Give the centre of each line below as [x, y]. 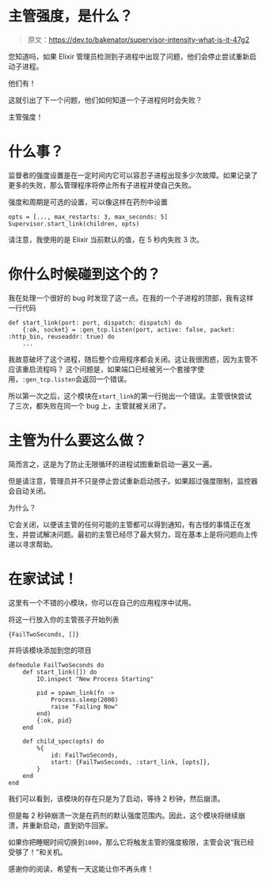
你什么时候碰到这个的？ [85, 275]
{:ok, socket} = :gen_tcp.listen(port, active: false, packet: [129, 329]
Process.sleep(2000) [84, 700]
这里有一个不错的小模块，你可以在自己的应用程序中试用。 [102, 602]
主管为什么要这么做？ [78, 441]
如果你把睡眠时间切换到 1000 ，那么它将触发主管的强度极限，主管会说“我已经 [131, 842]
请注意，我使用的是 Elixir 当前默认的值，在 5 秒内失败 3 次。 [106, 239]
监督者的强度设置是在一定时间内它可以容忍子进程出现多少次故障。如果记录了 [133, 175]
